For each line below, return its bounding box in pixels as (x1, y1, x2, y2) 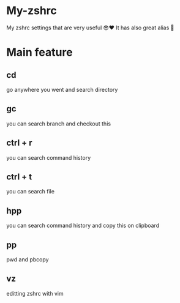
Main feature (6, 45, 73, 59)
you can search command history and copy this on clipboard (6, 222, 160, 230)
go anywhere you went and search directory (6, 86, 118, 93)
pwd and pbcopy (6, 256, 49, 263)
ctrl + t (6, 171, 32, 182)
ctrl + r (6, 138, 32, 148)
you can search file (6, 188, 55, 195)
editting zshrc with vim (6, 290, 64, 297)
